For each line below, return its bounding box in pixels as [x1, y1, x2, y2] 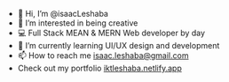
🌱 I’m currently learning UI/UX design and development [17, 41, 220, 50]
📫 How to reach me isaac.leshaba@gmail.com [17, 50, 189, 61]
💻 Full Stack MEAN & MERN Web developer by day [17, 27, 206, 38]
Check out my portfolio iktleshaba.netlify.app [17, 63, 182, 73]
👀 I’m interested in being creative [17, 18, 138, 28]
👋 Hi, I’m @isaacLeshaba [17, 9, 109, 19]
